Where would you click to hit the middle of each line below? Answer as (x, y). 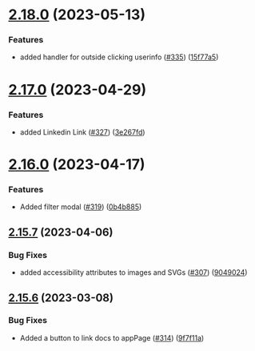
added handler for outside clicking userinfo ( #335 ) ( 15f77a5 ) (119, 57)
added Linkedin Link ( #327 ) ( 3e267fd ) (82, 132)
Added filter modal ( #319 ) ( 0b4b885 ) (81, 207)
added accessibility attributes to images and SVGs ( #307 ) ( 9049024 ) (133, 272)
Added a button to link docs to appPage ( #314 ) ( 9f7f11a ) (112, 337)
